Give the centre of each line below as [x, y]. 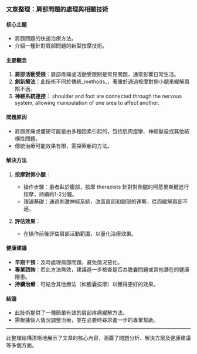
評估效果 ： [28, 221]
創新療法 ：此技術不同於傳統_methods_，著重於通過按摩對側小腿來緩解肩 [102, 82]
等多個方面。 [21, 345]
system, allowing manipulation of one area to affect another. [87, 103]
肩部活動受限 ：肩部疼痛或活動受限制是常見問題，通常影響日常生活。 [97, 74]
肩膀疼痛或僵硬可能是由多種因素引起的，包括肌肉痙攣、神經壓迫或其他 [99, 131]
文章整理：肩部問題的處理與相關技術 [57, 9]
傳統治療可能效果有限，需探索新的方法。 [63, 146]
